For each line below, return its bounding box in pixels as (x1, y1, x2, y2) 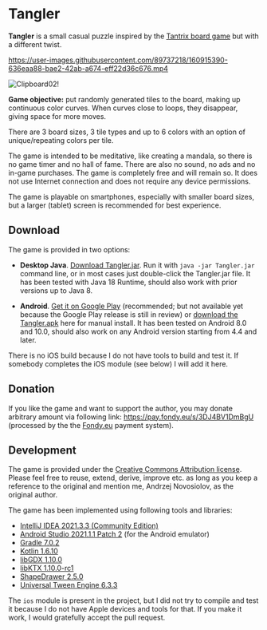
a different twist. (8, 39, 62, 49)
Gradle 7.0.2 (19, 538, 60, 548)
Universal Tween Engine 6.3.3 (19, 580, 118, 590)
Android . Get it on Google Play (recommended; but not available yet (19, 301, 244, 311)
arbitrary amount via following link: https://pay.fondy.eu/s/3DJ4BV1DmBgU (8, 412, 254, 422)
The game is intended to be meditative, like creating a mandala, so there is (8, 151, 253, 160)
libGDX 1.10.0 (19, 555, 62, 565)
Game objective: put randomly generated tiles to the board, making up (8, 94, 241, 104)
